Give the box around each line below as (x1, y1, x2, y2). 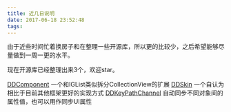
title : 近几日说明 (7, 10, 55, 17)
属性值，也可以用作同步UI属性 (7, 98, 92, 106)
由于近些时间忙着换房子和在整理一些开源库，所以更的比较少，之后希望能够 (7, 43, 219, 51)
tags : (7, 23, 23, 30)
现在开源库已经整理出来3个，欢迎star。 (7, 66, 119, 74)
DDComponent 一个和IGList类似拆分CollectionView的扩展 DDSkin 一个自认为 (7, 80, 225, 89)
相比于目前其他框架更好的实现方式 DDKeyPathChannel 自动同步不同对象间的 (7, 89, 223, 97)
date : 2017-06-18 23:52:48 (7, 16, 85, 23)
